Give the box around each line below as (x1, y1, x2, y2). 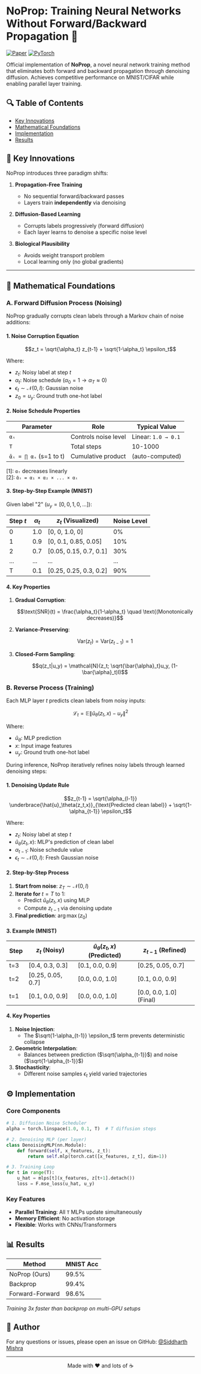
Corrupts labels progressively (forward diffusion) (23, 222, 145, 229)
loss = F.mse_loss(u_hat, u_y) (17, 1181, 95, 1187)
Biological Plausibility (14, 240, 70, 247)
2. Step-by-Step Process (6, 869, 69, 876)
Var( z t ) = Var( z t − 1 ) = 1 (77, 638, 133, 647)
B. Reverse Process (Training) (6, 683, 95, 691)
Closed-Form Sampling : (14, 651, 76, 658)
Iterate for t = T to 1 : (14, 890, 66, 897)
